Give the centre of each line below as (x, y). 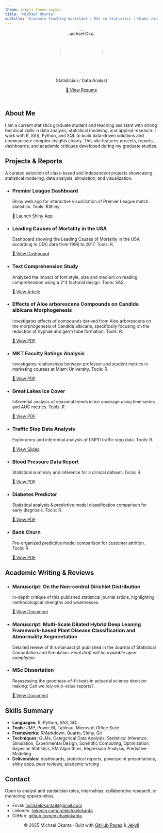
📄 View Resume (81, 90)
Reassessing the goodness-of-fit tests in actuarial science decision (79, 681)
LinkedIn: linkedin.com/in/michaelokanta (52, 811)
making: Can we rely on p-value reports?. (53, 686)
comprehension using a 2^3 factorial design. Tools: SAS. (68, 282)
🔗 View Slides (26, 449)
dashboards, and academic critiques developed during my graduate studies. (81, 146)
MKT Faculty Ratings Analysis (48, 353)
